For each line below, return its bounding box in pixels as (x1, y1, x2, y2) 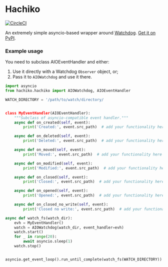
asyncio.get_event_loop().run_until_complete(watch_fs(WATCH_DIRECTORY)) (5, 256, 162, 262)
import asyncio (5, 83, 37, 88)
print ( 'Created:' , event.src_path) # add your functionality (23, 124, 155, 129)
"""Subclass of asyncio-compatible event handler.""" (14, 115, 128, 120)
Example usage (5, 47, 43, 54)
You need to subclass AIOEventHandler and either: (5, 59, 109, 65)
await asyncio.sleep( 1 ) (23, 239, 72, 244)
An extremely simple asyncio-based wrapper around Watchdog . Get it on (5, 29, 156, 35)
